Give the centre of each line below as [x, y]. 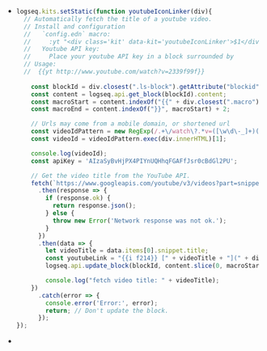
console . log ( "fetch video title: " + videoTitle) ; [133, 281]
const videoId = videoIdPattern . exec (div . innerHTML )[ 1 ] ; [129, 139]
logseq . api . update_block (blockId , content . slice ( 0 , [134, 266]
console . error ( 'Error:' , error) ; [102, 303]
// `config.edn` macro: [67, 34]
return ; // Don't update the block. [107, 311]
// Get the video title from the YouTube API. [111, 175]
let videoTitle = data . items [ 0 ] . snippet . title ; [127, 251]
